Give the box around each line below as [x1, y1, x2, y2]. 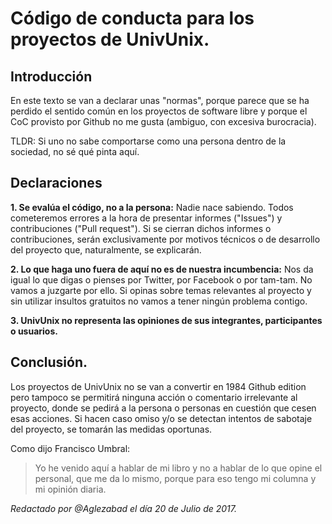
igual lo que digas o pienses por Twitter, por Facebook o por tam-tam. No [10, 273, 313, 286]
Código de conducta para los [10, 7, 255, 30]
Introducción [10, 68, 93, 85]
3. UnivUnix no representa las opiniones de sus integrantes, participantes [10, 314, 323, 326]
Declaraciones [10, 175, 103, 192]
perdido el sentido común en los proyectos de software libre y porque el [10, 105, 308, 117]
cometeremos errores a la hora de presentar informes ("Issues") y [10, 212, 283, 224]
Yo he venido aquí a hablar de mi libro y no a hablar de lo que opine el [34, 462, 323, 474]
